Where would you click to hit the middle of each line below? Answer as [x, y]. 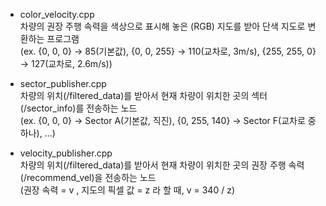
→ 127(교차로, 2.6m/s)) [66, 63]
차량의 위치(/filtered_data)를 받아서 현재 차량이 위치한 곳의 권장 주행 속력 [162, 165]
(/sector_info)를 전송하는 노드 [78, 108]
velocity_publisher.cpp [66, 153]
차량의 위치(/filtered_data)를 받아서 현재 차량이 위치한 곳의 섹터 [143, 95]
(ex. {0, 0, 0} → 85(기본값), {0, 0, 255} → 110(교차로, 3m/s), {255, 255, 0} [168, 51]
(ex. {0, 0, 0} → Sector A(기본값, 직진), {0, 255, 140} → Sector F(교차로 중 [168, 120]
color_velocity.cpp [57, 14]
